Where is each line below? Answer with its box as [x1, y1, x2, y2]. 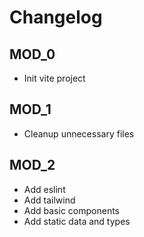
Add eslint [23, 183, 66, 195]
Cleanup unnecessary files [23, 127, 135, 140]
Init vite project [23, 72, 86, 84]
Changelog [9, 6, 103, 29]
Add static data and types [23, 215, 131, 227]
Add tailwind [23, 194, 76, 206]
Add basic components [23, 204, 120, 216]
